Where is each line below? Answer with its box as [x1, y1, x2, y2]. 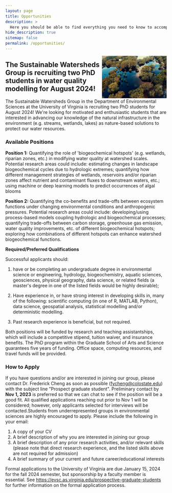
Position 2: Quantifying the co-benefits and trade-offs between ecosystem [5, 198, 164, 204]
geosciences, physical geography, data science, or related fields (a [12, 277, 155, 283]
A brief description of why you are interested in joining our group [12, 434, 150, 440]
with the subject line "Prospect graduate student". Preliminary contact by [5, 386, 159, 392]
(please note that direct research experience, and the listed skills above [12, 445, 164, 451]
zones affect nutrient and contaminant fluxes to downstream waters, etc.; [5, 177, 160, 183]
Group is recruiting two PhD [5, 68, 96, 77]
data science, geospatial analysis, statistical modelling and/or [12, 303, 143, 309]
